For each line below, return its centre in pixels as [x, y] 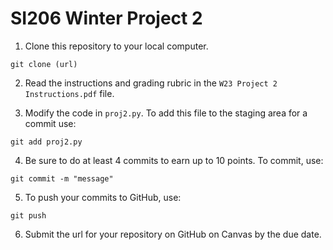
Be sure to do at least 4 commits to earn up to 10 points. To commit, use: [174, 160]
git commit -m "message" [62, 178]
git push [28, 215]
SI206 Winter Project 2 [106, 18]
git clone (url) [44, 64]
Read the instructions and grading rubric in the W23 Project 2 [151, 83]
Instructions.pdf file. [69, 93]
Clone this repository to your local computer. [116, 46]
